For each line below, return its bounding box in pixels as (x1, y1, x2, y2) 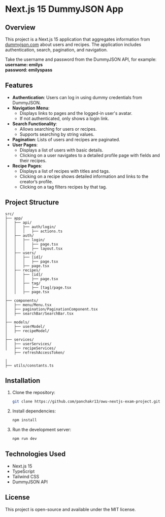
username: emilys (5, 62, 43, 67)
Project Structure (5, 198, 59, 207)
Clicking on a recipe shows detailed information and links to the (19, 173, 149, 179)
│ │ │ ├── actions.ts (5, 229, 63, 234)
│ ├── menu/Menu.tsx (5, 302, 52, 308)
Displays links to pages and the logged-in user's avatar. (19, 110, 132, 116)
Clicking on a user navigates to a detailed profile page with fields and (19, 152, 160, 158)
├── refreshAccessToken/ (14, 350, 65, 355)
